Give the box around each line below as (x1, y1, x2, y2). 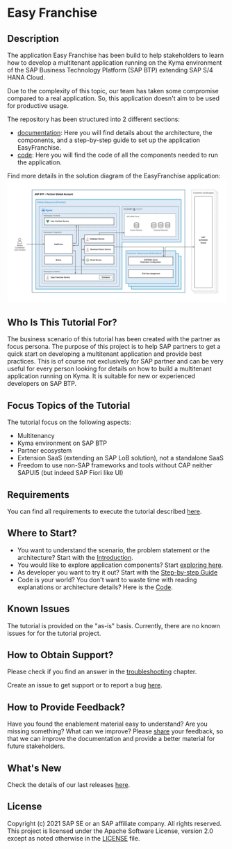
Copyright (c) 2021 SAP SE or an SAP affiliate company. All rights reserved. (7, 819, 222, 827)
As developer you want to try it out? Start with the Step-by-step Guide (17, 568, 218, 576)
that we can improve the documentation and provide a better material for (7, 735, 215, 743)
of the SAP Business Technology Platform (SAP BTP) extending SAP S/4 (7, 66, 213, 74)
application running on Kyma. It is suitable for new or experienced (7, 372, 196, 380)
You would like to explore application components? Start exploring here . (17, 561, 224, 569)
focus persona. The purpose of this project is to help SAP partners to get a (7, 343, 221, 351)
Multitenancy (17, 432, 55, 440)
